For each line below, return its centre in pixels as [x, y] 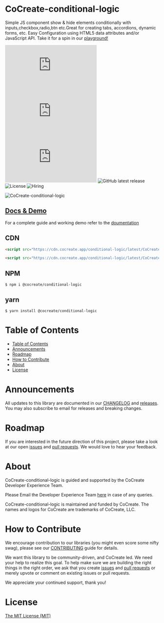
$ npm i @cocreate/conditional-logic [43, 285]
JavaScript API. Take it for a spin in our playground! [57, 38]
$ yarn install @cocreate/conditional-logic [51, 311]
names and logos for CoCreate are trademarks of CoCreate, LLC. [70, 509]
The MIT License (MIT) [28, 616]
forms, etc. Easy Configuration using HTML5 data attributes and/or [72, 33]
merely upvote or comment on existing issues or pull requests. [68, 573]
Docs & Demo [26, 211]
